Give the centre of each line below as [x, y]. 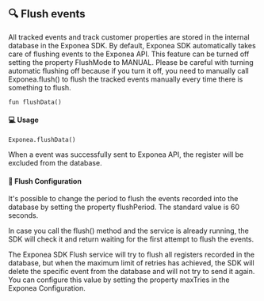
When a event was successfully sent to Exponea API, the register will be [126, 154]
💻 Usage [24, 120]
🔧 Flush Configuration [45, 181]
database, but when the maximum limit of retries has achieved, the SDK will [132, 263]
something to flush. [40, 87]
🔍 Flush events [47, 14]
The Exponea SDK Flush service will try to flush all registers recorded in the [132, 255]
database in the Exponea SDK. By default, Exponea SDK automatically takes [132, 45]
